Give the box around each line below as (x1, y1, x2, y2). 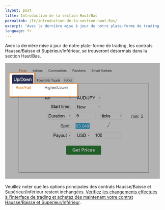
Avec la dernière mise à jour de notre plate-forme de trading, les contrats (5, 43, 153, 49)
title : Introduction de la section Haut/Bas (5, 13, 98, 18)
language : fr (5, 28, 32, 34)
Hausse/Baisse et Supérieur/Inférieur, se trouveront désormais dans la (5, 48, 147, 54)
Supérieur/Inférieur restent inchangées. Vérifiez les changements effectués (5, 189, 158, 195)
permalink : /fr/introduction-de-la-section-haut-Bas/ (5, 18, 118, 23)
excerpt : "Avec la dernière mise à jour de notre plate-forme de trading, (5, 24, 162, 28)
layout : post (5, 8, 32, 13)
